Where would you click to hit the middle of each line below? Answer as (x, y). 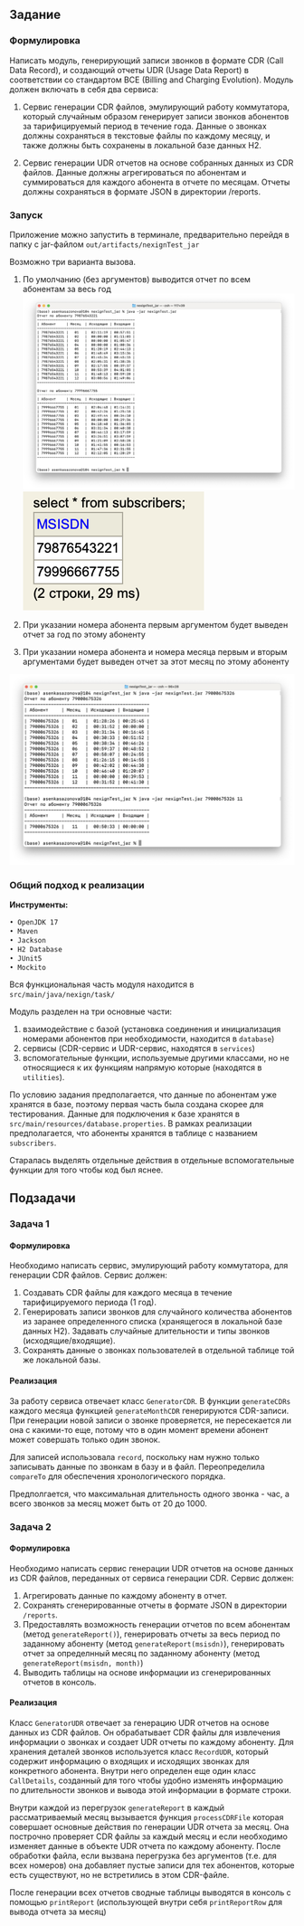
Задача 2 (30, 1526)
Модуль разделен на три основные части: (90, 1011)
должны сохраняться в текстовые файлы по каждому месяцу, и (146, 136)
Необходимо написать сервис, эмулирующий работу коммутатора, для (149, 1266)
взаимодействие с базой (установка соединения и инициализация (152, 1029)
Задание (35, 15)
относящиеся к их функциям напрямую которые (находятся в (142, 1067)
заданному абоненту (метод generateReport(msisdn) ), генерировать (153, 1643)
